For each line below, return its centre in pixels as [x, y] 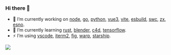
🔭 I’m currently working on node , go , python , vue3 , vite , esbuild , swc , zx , [89, 19]
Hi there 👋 [18, 8]
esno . [19, 24]
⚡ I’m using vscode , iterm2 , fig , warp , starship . [62, 36]
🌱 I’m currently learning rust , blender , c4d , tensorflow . [69, 30]
